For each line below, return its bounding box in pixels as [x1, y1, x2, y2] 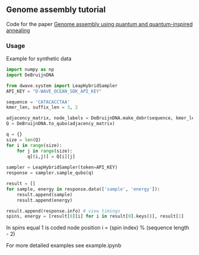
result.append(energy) [17, 197, 73, 203]
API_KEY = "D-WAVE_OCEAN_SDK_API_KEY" [6, 88, 102, 94]
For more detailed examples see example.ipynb [6, 242, 121, 249]
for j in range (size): [17, 148, 73, 154]
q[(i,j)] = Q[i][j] [27, 154, 76, 160]
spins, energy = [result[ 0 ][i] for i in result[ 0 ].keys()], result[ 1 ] [6, 213, 184, 219]
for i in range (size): [6, 142, 62, 148]
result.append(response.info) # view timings [6, 208, 120, 214]
